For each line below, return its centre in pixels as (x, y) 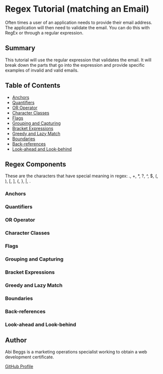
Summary (20, 48)
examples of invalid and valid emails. (42, 70)
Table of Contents (33, 85)
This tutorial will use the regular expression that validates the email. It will (78, 60)
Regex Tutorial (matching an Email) (77, 9)
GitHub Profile (19, 367)
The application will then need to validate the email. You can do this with (77, 27)
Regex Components (36, 164)
